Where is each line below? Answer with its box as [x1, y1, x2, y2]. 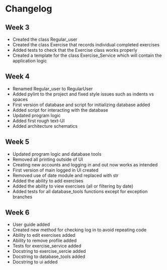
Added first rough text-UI [12, 118, 65, 124]
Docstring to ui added [12, 259, 58, 265]
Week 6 [5, 208, 30, 217]
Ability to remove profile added [12, 237, 77, 244]
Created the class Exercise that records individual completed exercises [12, 42, 160, 48]
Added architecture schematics [12, 123, 78, 129]
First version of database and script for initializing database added [12, 102, 150, 108]
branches [12, 194, 33, 200]
